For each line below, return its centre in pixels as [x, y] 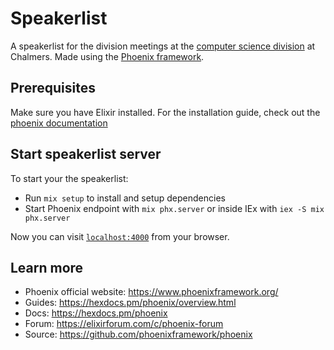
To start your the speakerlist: [69, 178]
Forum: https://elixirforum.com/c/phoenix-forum [124, 324]
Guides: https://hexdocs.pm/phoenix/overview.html [130, 303]
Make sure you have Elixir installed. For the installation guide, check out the [165, 112]
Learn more [47, 267]
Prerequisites [53, 88]
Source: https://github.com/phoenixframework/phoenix [138, 334]
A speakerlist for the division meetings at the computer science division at [163, 46]
